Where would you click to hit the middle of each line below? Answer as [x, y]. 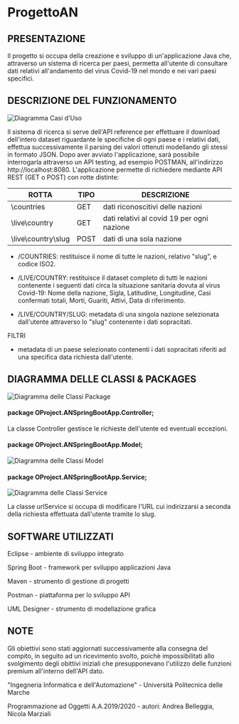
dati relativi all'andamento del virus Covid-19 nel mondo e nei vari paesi [112, 71]
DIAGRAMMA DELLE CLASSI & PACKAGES [102, 379]
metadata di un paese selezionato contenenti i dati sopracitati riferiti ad [122, 349]
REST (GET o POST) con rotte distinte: [63, 177]
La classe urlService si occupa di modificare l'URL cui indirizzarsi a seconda [119, 507]
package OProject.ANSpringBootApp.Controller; [81, 413]
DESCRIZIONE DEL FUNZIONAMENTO [92, 101]
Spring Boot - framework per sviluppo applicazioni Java [89, 567]
